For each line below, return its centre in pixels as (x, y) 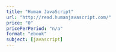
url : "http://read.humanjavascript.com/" (59, 17)
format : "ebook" (26, 34)
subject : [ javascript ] (35, 39)
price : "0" (20, 23)
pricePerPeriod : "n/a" (35, 28)
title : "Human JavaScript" (40, 12)
